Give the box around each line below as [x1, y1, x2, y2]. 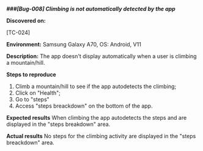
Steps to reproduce [6, 71, 56, 78]
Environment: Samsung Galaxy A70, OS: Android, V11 [6, 41, 142, 48]
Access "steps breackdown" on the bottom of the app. [15, 102, 153, 109]
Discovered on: [6, 17, 46, 24]
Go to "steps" [15, 96, 50, 103]
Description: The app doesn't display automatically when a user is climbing [6, 53, 197, 60]
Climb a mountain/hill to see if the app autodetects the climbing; [15, 83, 177, 90]
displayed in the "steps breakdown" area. [6, 120, 111, 128]
